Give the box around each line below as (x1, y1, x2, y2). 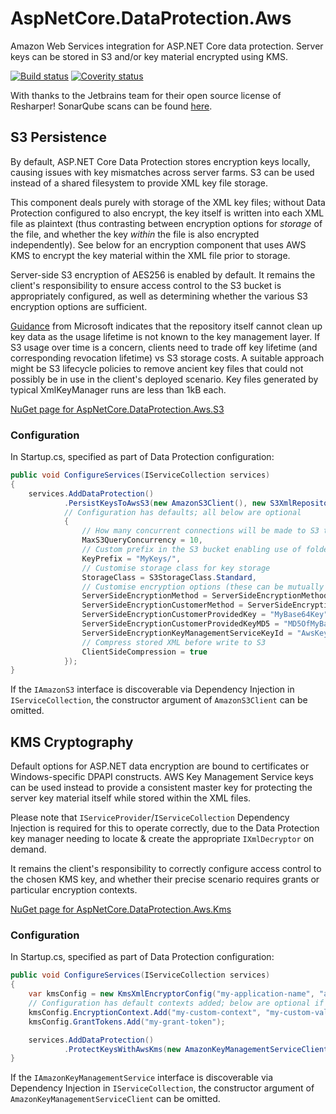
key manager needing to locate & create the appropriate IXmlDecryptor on (10, 833, 315, 845)
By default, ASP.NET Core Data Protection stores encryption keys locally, (10, 155, 311, 167)
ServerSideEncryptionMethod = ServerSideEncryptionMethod (81, 591, 329, 601)
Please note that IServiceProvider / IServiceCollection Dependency (10, 812, 290, 824)
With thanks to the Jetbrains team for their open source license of (10, 89, 282, 101)
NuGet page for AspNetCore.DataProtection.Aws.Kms (10, 903, 232, 916)
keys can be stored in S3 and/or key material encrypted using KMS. (10, 50, 288, 62)
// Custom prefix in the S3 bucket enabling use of (81, 545, 302, 555)
